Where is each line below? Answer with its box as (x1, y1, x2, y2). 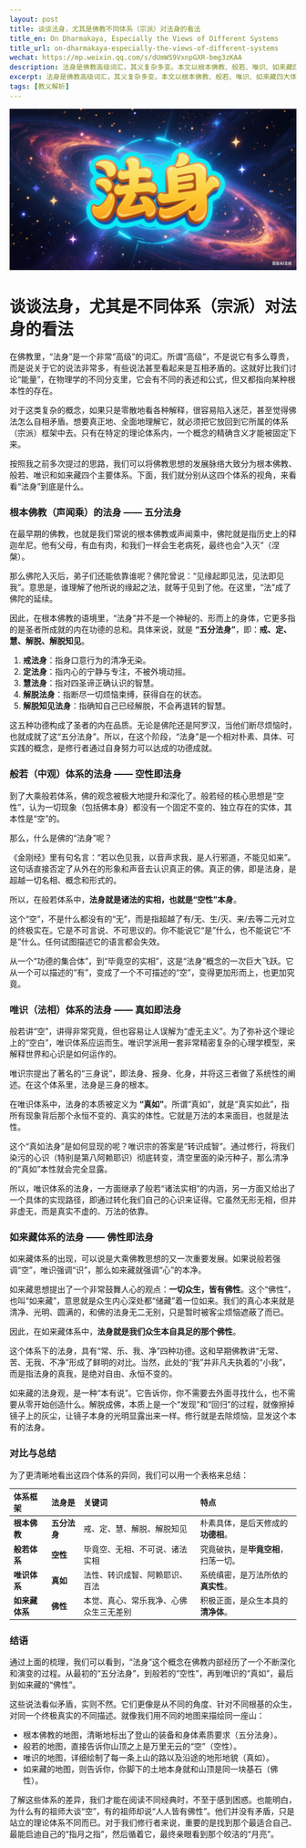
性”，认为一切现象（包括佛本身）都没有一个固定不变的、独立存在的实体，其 (9, 801, 293, 812)
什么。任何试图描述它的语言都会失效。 (21, 935, 166, 947)
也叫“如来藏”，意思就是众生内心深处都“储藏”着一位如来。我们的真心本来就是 (9, 1296, 295, 1306)
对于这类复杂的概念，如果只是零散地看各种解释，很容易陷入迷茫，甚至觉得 (9, 405, 289, 416)
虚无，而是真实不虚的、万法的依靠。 (16, 1206, 153, 1217)
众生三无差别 (83, 1606, 132, 1617)
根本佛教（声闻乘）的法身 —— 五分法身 (9, 506, 182, 519)
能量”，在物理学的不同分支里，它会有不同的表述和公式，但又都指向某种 (21, 374, 289, 385)
